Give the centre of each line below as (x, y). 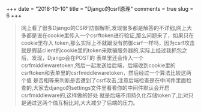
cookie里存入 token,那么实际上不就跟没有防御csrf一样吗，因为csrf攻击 (108, 43)
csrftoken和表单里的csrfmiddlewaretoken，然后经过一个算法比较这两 (106, 73)
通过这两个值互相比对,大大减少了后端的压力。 (82, 103)
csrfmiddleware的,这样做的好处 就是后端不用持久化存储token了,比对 (105, 95)
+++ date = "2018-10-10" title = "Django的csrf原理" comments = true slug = (100, 9)
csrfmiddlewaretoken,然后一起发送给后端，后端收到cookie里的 (98, 65)
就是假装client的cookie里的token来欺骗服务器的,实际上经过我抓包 (101, 50)
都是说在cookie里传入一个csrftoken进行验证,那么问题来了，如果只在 (110, 35)
